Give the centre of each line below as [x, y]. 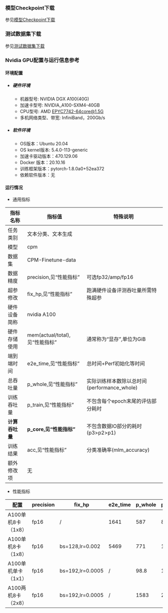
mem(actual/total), [49, 335]
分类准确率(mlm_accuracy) [118, 450]
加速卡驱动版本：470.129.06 [49, 156]
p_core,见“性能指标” [51, 429]
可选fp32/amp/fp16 [110, 277]
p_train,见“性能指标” [50, 405]
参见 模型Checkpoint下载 [30, 20]
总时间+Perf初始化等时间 [116, 364]
